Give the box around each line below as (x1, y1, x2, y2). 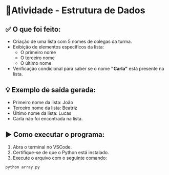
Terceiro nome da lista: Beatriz (12, 105, 78, 111)
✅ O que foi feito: (5, 25, 61, 34)
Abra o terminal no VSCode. (12, 144, 72, 150)
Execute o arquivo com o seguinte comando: (12, 155, 108, 161)
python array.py (5, 164, 40, 170)
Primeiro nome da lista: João (12, 99, 73, 105)
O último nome (20, 60, 52, 66)
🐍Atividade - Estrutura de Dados (5, 5, 145, 16)
